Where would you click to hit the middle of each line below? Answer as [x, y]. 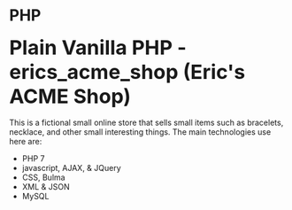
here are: [26, 141]
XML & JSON [46, 186]
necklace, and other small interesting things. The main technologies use [140, 132]
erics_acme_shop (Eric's [127, 71]
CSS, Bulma [43, 177]
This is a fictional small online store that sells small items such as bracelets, [146, 122]
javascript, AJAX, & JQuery [71, 167]
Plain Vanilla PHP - [98, 47]
